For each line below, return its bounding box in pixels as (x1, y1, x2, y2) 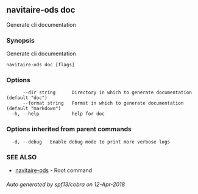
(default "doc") (6, 95, 48, 101)
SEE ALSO (6, 153, 37, 161)
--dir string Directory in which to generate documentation (22, 89, 192, 96)
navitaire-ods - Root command (15, 167, 93, 174)
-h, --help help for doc (12, 111, 105, 117)
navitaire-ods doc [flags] (6, 62, 75, 68)
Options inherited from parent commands (6, 125, 132, 133)
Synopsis (6, 36, 35, 44)
